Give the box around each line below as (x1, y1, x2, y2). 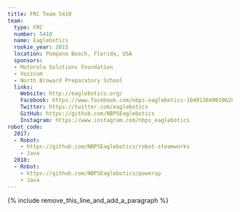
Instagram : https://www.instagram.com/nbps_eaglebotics (20, 116, 191, 123)
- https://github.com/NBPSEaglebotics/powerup (20, 169, 161, 177)
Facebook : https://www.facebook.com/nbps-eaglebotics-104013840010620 (20, 97, 235, 104)
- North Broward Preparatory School (14, 76, 123, 84)
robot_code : (7, 123, 43, 131)
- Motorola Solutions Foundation (14, 64, 114, 71)
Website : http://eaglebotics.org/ (20, 90, 123, 97)
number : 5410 (14, 30, 53, 38)
